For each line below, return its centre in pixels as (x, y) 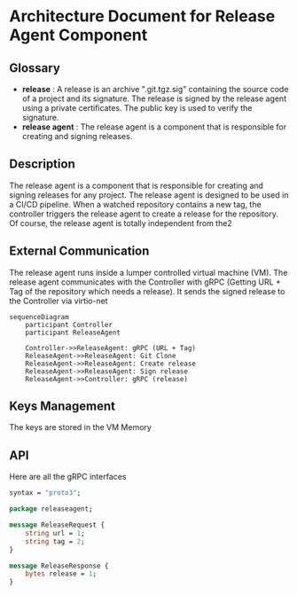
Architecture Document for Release (142, 16)
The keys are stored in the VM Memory (81, 427)
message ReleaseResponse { (59, 566)
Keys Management (63, 407)
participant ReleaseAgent (73, 333)
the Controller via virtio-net (59, 301)
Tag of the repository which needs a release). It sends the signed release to (147, 291)
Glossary (35, 68)
